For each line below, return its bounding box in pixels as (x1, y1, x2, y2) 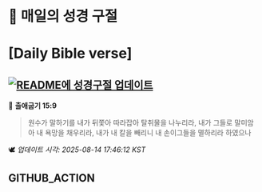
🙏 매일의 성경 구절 (8, 7, 118, 26)
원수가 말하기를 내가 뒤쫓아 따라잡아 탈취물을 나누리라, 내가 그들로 (27, 118, 233, 128)
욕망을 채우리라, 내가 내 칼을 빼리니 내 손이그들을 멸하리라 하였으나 (45, 128, 252, 138)
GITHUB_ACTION (8, 171, 96, 185)
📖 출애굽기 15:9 (8, 101, 58, 110)
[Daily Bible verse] (8, 45, 133, 62)
